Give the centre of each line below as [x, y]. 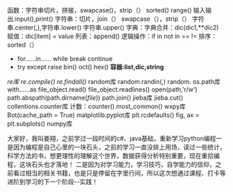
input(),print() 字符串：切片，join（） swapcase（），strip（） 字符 [110, 19]
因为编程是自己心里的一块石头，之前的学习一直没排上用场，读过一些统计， [119, 147]
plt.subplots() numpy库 [40, 124]
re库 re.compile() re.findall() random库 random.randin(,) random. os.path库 [114, 81]
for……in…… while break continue [65, 59]
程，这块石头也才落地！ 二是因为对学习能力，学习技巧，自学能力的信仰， [111, 164]
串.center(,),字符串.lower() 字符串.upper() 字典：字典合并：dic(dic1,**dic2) [113, 27]
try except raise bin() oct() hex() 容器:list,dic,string [90, 67]
